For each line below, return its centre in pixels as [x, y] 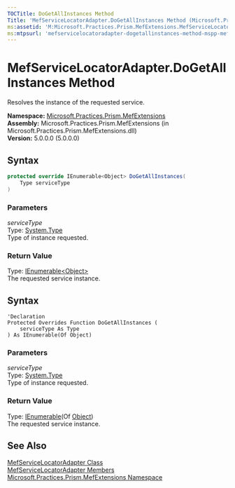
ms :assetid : [24, 27]
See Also [27, 446]
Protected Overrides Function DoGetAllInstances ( [83, 323]
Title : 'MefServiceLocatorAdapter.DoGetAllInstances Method [97, 20]
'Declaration [26, 317]
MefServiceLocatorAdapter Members [61, 470]
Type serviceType [45, 183]
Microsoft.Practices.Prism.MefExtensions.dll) [72, 131]
